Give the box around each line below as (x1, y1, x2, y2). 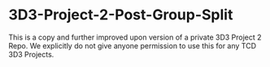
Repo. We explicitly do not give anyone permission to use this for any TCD (8, 40, 257, 50)
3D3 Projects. (8, 49, 54, 59)
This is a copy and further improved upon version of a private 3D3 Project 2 (8, 32, 262, 42)
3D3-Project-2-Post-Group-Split (8, 6, 233, 24)
